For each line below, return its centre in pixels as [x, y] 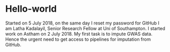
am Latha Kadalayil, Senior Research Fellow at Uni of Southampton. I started [85, 28]
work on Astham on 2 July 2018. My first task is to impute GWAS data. [79, 34]
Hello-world [31, 9]
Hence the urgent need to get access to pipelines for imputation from [78, 39]
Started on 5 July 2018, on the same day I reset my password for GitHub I [82, 23]
